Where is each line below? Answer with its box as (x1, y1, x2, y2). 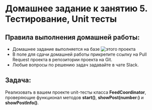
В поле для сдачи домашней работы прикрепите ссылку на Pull (12, 51, 147, 57)
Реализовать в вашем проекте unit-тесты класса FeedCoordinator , (5, 89, 147, 95)
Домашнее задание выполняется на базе (12, 46, 100, 52)
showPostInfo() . (5, 100, 39, 106)
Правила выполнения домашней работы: (5, 33, 140, 41)
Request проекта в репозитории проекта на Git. (12, 57, 113, 62)
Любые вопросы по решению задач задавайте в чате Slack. (12, 62, 139, 68)
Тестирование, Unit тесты (5, 13, 117, 25)
